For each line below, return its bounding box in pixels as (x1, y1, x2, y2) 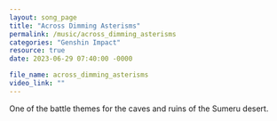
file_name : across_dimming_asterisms (9, 70, 149, 80)
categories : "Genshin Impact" (9, 37, 122, 47)
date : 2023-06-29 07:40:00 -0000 (9, 54, 133, 63)
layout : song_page (9, 12, 77, 22)
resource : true (9, 46, 66, 55)
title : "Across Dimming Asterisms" (9, 21, 141, 30)
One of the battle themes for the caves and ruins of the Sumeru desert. (9, 103, 269, 114)
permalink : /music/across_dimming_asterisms (9, 29, 177, 38)
